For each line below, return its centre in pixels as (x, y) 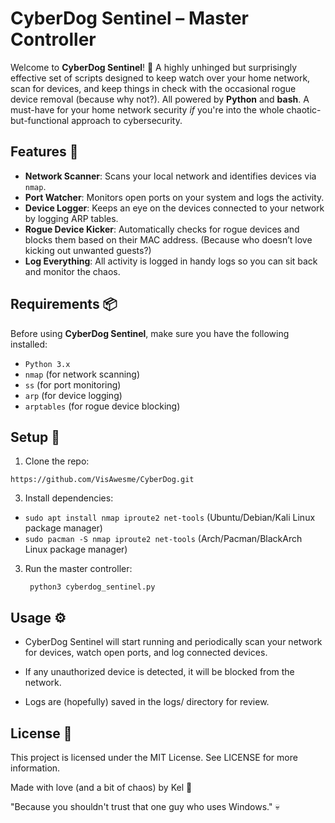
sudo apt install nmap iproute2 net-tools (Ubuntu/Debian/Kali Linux (170, 518)
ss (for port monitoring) (73, 384)
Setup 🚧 (35, 437)
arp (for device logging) (73, 395)
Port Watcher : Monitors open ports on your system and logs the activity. (174, 197)
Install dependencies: (69, 498)
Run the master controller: (78, 569)
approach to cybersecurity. (127, 120)
